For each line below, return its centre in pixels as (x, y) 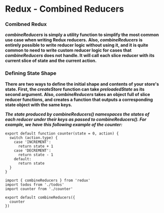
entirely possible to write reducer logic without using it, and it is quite (77, 45)
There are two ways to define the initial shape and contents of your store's (82, 84)
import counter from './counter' (39, 189)
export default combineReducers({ (40, 197)
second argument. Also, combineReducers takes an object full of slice (78, 94)
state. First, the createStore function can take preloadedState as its (75, 89)
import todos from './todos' (35, 184)
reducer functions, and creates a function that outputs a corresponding (79, 99)
